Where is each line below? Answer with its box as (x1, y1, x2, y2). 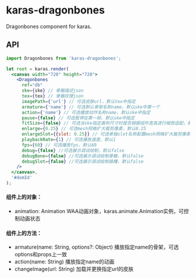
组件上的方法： (6, 229, 42, 236)
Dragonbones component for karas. (6, 23, 92, 30)
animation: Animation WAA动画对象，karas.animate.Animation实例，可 (14, 208, 184, 215)
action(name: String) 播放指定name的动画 (14, 258, 115, 265)
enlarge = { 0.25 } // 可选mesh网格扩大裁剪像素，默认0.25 (21, 126, 146, 132)
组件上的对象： (6, 194, 42, 201)
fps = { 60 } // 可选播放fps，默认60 (21, 142, 97, 148)
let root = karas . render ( (6, 66, 69, 72)
